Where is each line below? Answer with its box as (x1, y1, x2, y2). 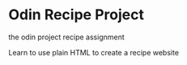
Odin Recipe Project (8, 6, 144, 24)
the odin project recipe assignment (8, 32, 125, 42)
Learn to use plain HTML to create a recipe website (8, 47, 180, 57)
